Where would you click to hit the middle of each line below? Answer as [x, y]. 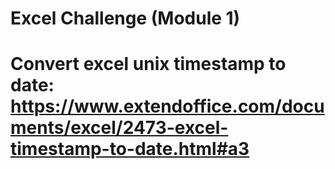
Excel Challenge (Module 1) [125, 18]
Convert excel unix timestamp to [148, 64]
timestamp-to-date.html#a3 [130, 149]
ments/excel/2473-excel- [119, 128]
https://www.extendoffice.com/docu [167, 106]
